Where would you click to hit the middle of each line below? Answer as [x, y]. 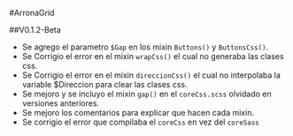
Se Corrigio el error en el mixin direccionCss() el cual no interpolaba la [151, 75]
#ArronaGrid [32, 13]
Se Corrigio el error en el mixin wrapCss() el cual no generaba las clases [153, 56]
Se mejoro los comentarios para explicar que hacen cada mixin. [138, 113]
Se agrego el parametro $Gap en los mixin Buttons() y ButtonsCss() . [145, 47]
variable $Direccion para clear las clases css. [104, 84]
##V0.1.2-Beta [35, 30]
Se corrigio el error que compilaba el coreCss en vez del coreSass [140, 122]
